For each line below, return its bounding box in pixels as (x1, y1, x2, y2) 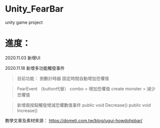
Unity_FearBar (5, 3, 64, 15)
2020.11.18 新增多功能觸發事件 (5, 65, 65, 71)
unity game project (5, 19, 43, 25)
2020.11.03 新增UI (5, 55, 40, 61)
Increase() (17, 108, 38, 113)
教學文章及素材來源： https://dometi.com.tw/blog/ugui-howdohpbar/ (5, 117, 142, 123)
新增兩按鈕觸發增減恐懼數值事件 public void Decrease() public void (17, 102, 151, 108)
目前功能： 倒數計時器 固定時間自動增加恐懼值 (17, 75, 109, 81)
